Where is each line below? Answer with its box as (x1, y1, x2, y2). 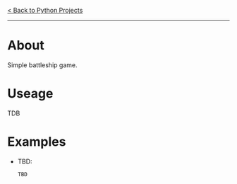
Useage (7, 86, 54, 102)
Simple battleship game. (7, 60, 78, 69)
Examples (7, 134, 66, 150)
